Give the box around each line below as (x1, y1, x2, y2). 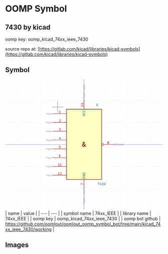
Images (5, 241, 29, 249)
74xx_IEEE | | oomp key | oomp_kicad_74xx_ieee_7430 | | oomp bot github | (5, 215, 161, 221)
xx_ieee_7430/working (5, 226, 52, 232)
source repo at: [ (5, 46, 39, 52)
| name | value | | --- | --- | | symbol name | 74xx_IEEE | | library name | (5, 210, 151, 216)
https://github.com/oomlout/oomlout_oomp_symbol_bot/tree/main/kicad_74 (5, 221, 161, 227)
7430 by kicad (5, 23, 51, 32)
